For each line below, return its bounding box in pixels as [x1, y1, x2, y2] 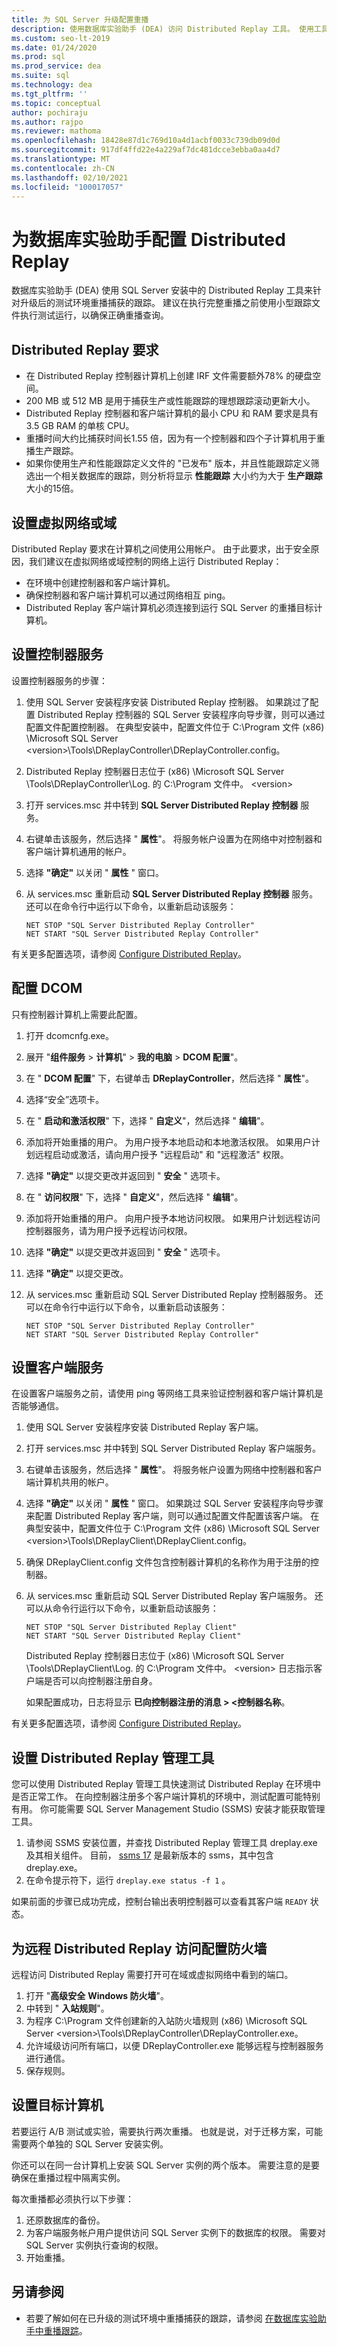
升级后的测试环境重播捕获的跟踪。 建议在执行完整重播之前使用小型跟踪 [19, 297, 312, 309]
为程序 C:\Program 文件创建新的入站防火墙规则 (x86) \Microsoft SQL [25, 2015, 308, 2026]
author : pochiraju [11, 107, 88, 118]
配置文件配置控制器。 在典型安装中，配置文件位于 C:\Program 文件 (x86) [25, 721, 325, 733]
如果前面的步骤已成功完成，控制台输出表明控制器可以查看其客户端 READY [11, 1896, 308, 1908]
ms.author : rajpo [11, 117, 84, 127]
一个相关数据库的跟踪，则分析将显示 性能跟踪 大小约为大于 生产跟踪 [43, 470, 323, 482]
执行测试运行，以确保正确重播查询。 [19, 309, 169, 321]
